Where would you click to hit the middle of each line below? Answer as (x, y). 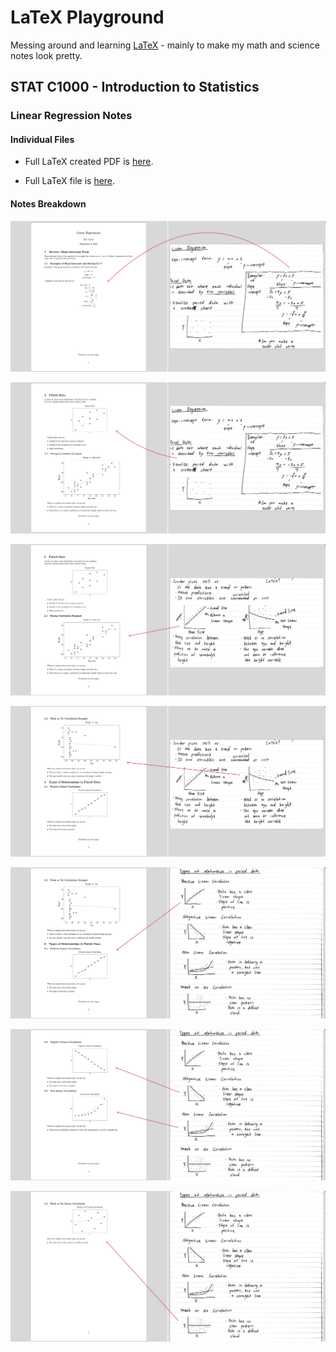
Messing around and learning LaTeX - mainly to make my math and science (165, 45)
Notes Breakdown (48, 204)
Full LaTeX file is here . (70, 181)
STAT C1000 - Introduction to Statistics (135, 87)
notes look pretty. (46, 55)
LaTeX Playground (87, 17)
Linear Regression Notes (71, 116)
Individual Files (42, 139)
